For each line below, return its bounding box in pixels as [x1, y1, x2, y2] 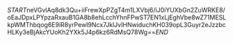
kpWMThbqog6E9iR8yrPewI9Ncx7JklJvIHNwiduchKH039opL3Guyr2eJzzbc [7, 21, 226, 28]
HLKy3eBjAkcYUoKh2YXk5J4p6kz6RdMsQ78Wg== [7, 28, 156, 36]
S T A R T [7, 6, 27, 14]
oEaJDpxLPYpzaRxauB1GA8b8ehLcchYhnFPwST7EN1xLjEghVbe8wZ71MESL [7, 13, 227, 21]
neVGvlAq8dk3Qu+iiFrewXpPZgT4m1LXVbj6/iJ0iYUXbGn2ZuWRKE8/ [26, 6, 226, 14]
